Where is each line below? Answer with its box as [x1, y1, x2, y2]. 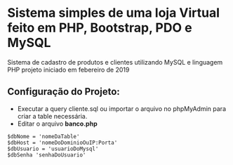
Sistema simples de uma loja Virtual [7, 5, 220, 21]
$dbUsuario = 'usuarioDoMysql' [7, 145, 99, 152]
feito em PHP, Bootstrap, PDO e [7, 20, 192, 36]
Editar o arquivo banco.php [17, 119, 98, 128]
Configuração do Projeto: [7, 86, 121, 98]
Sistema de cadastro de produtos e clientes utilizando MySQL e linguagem [7, 58, 223, 66]
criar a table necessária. [17, 112, 88, 120]
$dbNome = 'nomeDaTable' [7, 133, 80, 140]
